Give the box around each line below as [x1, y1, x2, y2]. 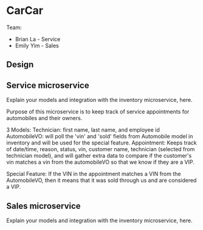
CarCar [6, 4, 44, 18]
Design [6, 59, 34, 70]
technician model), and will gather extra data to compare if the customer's [6, 152, 192, 160]
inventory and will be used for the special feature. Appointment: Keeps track [6, 139, 197, 146]
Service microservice [6, 80, 89, 90]
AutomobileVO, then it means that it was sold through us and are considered [6, 177, 197, 184]
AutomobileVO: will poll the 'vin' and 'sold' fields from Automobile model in [6, 133, 193, 140]
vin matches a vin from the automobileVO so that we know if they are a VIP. [6, 158, 194, 166]
